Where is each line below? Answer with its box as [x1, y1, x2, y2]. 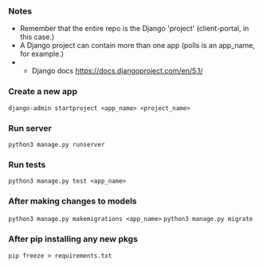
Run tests [8, 159, 46, 170]
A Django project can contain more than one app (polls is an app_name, [19, 41, 255, 50]
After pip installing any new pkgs [8, 234, 138, 245]
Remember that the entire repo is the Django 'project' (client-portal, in [19, 24, 249, 33]
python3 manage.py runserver [8, 140, 105, 148]
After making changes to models [8, 195, 137, 207]
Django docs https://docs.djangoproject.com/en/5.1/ [31, 66, 203, 76]
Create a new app [8, 86, 78, 97]
